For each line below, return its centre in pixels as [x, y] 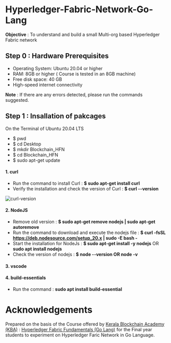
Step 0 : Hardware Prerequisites [57, 56]
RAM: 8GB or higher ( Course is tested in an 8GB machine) [74, 74]
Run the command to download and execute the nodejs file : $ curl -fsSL [89, 232]
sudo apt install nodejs [37, 249]
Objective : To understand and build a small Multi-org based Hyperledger [82, 34]
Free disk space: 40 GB [37, 79]
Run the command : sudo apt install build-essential [67, 289]
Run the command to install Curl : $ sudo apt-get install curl [76, 183]
